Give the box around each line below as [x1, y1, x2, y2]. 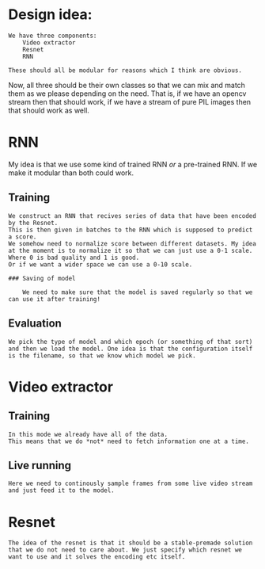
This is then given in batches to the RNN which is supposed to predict [8, 226, 253, 234]
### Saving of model [8, 274, 77, 282]
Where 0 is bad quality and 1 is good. [8, 254, 140, 262]
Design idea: [8, 6, 93, 24]
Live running [8, 458, 72, 472]
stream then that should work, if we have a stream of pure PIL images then [8, 97, 252, 106]
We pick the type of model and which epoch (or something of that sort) [8, 338, 253, 346]
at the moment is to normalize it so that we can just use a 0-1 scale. [8, 246, 253, 254]
